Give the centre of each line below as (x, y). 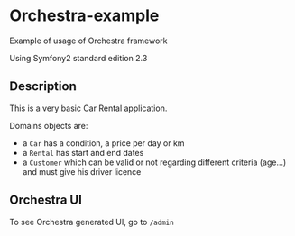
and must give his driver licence (82, 171)
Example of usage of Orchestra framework (88, 41)
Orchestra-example (84, 16)
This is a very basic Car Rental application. (88, 108)
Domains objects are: (49, 125)
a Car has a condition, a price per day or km (103, 143)
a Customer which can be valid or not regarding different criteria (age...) (154, 162)
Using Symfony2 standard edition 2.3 (78, 58)
